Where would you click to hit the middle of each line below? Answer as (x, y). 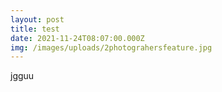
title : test (35, 29)
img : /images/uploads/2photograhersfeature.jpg (111, 47)
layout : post (37, 19)
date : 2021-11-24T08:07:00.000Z (77, 38)
